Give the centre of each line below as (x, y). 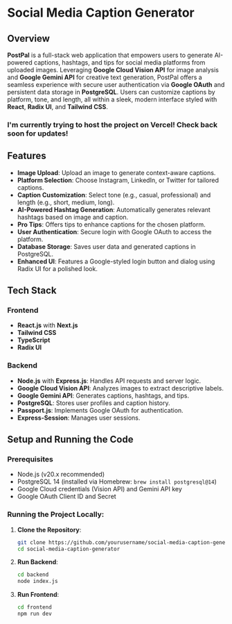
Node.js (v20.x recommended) (61, 475)
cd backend (33, 575)
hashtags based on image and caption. (73, 217)
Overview (29, 39)
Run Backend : (38, 562)
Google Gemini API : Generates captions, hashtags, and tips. (103, 395)
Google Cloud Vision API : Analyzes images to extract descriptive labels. (120, 388)
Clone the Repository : (49, 529)
